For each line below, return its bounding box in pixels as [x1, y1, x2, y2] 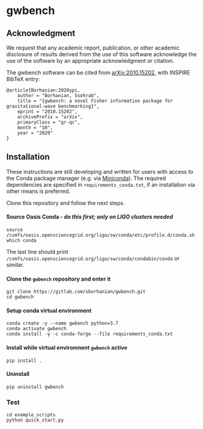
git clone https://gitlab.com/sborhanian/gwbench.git [6, 289, 146, 295]
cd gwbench [6, 294, 34, 300]
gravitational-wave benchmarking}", [6, 103, 99, 109]
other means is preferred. [6, 187, 71, 195]
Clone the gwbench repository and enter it [6, 275, 111, 283]
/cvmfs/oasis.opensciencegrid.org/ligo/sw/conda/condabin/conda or [6, 254, 180, 262]
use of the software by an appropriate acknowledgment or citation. [6, 57, 174, 64]
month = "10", [17, 124, 53, 131]
